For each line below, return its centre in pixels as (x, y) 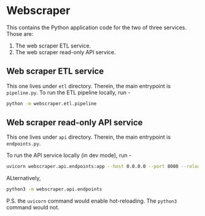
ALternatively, (23, 178)
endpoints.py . (23, 144)
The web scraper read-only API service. (65, 52)
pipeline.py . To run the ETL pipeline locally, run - (68, 92)
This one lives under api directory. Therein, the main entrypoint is (88, 137)
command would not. (33, 207)
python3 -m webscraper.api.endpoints (54, 189)
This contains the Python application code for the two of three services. (97, 27)
